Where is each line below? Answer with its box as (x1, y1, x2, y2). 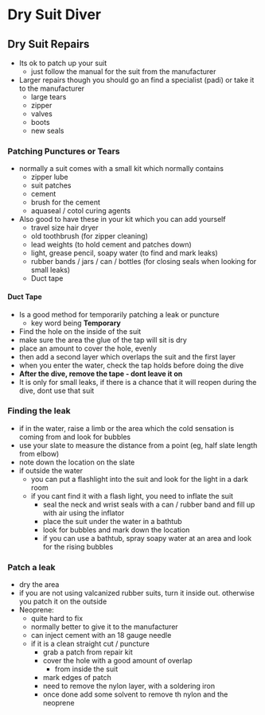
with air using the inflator (42, 507, 125, 518)
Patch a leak (7, 562, 57, 573)
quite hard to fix (30, 614, 84, 624)
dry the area (18, 580, 60, 589)
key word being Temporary (30, 318, 121, 328)
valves (30, 109, 53, 119)
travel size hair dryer (30, 223, 99, 232)
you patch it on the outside (18, 596, 107, 606)
